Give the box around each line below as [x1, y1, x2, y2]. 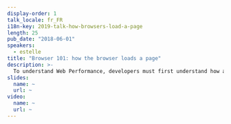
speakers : [7, 42, 36, 49]
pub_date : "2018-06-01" [7, 36, 76, 43]
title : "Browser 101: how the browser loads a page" [7, 55, 162, 62]
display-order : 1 [7, 10, 57, 17]
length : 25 [7, 29, 38, 37]
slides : [7, 74, 30, 81]
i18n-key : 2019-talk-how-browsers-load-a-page [7, 23, 143, 30]
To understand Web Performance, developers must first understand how [13, 68, 220, 74]
